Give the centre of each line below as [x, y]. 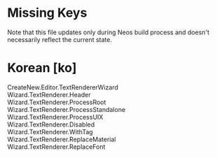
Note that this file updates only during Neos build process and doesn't [108, 32]
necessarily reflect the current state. [59, 39]
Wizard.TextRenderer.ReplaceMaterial [62, 139]
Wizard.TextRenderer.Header [49, 94]
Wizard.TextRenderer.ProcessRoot [57, 102]
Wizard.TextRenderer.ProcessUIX [55, 117]
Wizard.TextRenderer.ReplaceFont [56, 146]
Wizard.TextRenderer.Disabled [51, 124]
